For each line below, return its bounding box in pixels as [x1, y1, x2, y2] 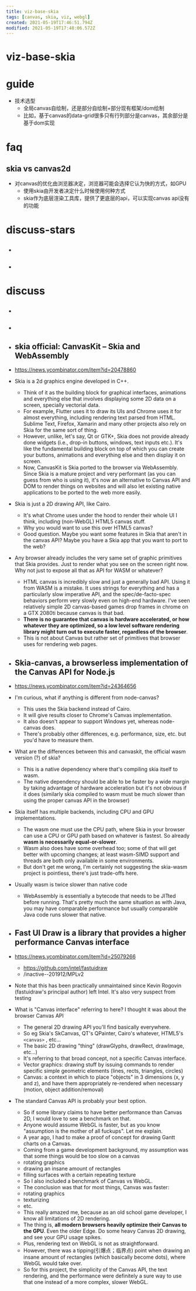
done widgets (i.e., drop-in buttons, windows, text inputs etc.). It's [23, 439, 183, 446]
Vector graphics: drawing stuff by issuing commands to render [23, 1061, 174, 1068]
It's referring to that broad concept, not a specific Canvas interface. [23, 1055, 187, 1062]
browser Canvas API [14, 1012, 64, 1019]
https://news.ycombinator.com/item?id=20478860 [14, 366, 136, 373]
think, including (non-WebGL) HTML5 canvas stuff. [23, 518, 146, 525]
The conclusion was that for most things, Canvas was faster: [23, 1183, 170, 1190]
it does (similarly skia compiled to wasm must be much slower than [23, 790, 185, 797]
